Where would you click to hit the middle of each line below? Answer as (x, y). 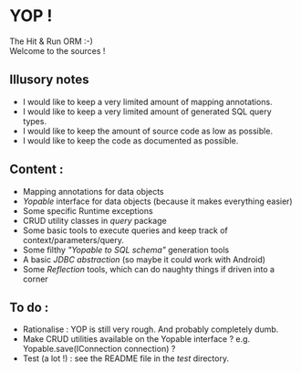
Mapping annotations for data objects (93, 191)
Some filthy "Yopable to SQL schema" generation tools (126, 250)
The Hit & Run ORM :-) (52, 41)
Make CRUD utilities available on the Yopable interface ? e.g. (136, 339)
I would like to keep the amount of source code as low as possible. (148, 131)
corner (35, 279)
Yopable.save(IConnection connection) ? (99, 349)
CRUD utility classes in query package (94, 220)
